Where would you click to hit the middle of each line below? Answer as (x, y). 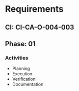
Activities (17, 58)
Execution (22, 74)
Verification (24, 79)
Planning (21, 69)
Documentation (28, 84)
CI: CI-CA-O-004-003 (40, 27)
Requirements (34, 9)
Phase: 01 (20, 44)
